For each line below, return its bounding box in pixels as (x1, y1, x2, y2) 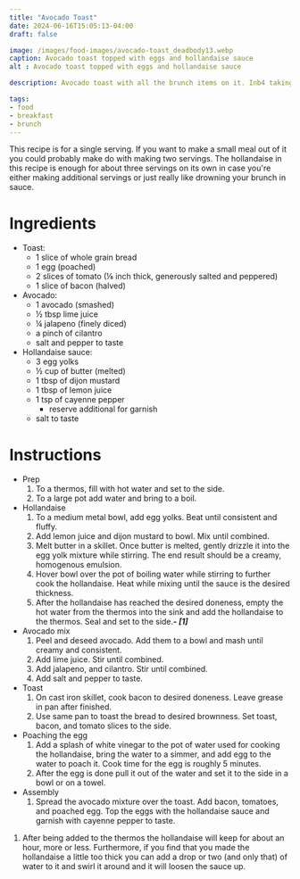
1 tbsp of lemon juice (35, 385, 112, 395)
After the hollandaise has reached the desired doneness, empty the (35, 597, 284, 608)
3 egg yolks (35, 356, 79, 367)
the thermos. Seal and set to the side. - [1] (35, 617, 189, 627)
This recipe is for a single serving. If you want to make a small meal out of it (9, 144, 287, 154)
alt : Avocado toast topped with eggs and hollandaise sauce (9, 62, 242, 71)
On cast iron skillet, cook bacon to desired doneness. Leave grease (35, 692, 284, 703)
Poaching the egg (21, 730, 87, 741)
